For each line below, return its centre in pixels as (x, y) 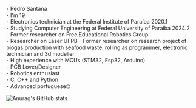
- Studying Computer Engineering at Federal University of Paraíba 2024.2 (98, 28)
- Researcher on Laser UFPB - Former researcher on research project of (96, 41)
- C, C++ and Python (32, 79)
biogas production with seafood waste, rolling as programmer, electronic (97, 47)
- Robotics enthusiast (33, 73)
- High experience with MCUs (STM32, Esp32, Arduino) (76, 60)
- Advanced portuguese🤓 (39, 86)
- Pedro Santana (27, 9)
